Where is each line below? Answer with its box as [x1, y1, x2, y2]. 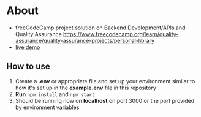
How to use [6, 61, 50, 72]
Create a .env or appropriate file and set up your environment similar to [15, 77, 195, 85]
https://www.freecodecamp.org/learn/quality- [63, 30, 179, 37]
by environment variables [15, 104, 80, 111]
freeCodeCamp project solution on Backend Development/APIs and [15, 24, 186, 31]
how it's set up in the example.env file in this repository [15, 84, 156, 91]
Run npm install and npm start [15, 90, 95, 98]
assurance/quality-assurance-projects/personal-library [15, 37, 155, 44]
